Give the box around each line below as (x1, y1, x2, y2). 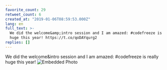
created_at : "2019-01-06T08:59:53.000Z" (5, 16, 91, 21)
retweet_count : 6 (5, 12, 41, 17)
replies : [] (5, 40, 30, 45)
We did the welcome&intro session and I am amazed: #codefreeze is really (5, 53, 159, 59)
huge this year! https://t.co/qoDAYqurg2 (9, 35, 97, 40)
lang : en (5, 21, 23, 26)
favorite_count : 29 (5, 7, 46, 12)
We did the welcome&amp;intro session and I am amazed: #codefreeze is (9, 30, 162, 35)
